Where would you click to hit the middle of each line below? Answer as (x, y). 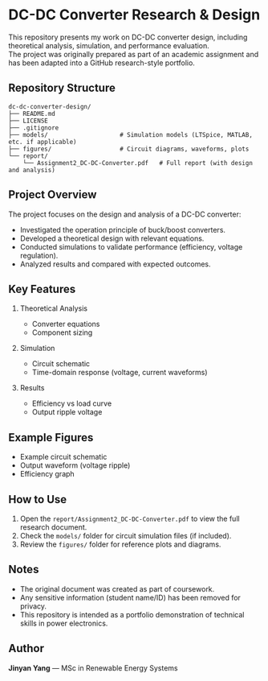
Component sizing (62, 332)
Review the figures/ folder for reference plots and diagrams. (120, 544)
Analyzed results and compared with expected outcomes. (115, 264)
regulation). (39, 255)
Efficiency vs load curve (72, 403)
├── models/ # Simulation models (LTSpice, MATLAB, (130, 134)
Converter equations (66, 324)
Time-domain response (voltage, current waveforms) (120, 373)
